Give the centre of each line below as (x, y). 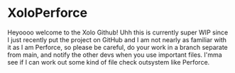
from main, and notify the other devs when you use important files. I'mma (115, 55)
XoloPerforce (47, 13)
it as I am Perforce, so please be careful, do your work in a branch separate (118, 47)
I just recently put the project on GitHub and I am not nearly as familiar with (117, 39)
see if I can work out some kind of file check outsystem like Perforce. (109, 62)
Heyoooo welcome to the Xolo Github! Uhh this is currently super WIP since (118, 32)
